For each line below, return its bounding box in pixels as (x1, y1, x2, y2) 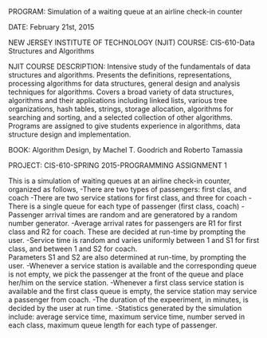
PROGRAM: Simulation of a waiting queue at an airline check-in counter (8, 7, 243, 16)
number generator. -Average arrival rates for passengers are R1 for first (8, 219, 242, 228)
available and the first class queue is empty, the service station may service (8, 287, 257, 296)
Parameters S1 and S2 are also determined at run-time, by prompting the (8, 253, 247, 262)
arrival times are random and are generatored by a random (45, 210, 238, 219)
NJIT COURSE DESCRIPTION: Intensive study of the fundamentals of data (8, 62, 251, 71)
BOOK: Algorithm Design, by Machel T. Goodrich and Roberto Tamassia (8, 145, 243, 154)
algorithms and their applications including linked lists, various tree (8, 96, 228, 105)
